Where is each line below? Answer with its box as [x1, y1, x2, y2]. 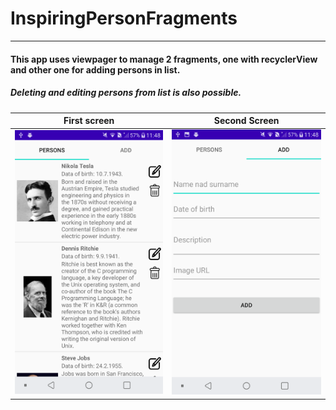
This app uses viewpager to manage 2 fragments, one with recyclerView [10, 53, 318, 65]
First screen [63, 115, 115, 126]
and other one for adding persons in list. [10, 63, 181, 76]
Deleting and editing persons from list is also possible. [10, 87, 242, 99]
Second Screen [213, 115, 280, 126]
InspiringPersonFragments [10, 7, 238, 30]
